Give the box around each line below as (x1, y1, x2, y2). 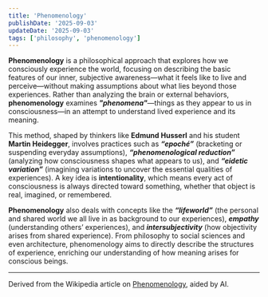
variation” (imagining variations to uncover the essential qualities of (8, 164, 233, 174)
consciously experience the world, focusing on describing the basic (8, 65, 231, 74)
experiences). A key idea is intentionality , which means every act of (8, 173, 234, 183)
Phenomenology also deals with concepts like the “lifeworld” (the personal (8, 205, 259, 216)
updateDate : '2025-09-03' (8, 26, 94, 34)
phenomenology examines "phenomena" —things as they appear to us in (8, 98, 252, 108)
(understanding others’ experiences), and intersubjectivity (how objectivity (8, 223, 258, 232)
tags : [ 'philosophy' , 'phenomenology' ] (8, 34, 141, 42)
